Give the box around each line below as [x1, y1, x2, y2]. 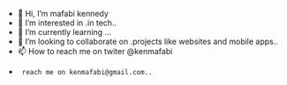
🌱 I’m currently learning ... [17, 27, 112, 37]
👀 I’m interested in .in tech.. [17, 18, 117, 28]
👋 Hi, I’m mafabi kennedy [17, 9, 109, 18]
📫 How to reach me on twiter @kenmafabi [17, 46, 173, 56]
